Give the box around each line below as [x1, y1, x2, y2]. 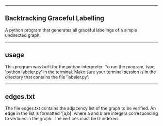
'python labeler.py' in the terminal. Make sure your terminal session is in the [5, 69, 156, 75]
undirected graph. [5, 32, 41, 38]
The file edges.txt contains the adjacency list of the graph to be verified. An [5, 105, 156, 111]
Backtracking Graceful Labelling [5, 14, 104, 22]
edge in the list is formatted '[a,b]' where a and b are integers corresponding [5, 110, 158, 116]
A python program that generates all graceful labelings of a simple [5, 27, 137, 33]
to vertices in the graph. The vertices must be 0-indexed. [5, 116, 119, 122]
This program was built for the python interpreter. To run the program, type [5, 63, 155, 69]
